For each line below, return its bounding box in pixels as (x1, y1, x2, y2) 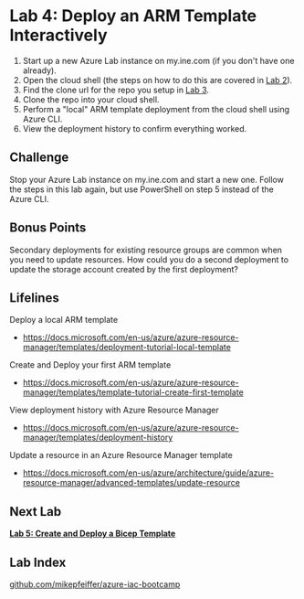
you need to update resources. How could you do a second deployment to (9, 253, 289, 265)
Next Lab (9, 504, 62, 519)
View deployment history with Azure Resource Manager (9, 404, 219, 416)
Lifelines (9, 290, 59, 305)
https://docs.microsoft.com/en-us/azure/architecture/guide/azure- (22, 467, 275, 478)
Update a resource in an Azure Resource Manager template (9, 450, 233, 461)
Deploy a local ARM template (9, 315, 119, 326)
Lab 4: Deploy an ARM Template (9, 5, 257, 27)
